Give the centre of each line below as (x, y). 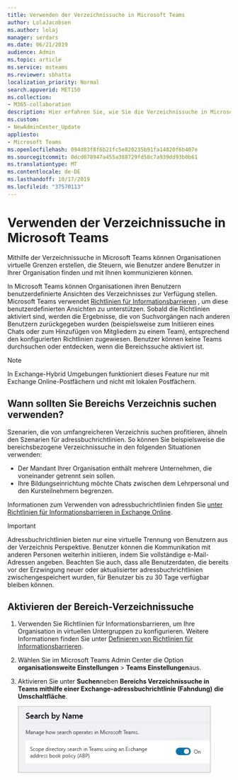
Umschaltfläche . (42, 696)
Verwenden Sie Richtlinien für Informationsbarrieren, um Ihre (106, 624)
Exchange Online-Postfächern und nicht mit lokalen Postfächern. (102, 381)
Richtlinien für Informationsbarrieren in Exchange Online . (90, 512)
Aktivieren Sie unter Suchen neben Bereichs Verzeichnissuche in (113, 682)
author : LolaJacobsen (39, 22)
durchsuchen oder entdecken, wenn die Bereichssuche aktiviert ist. (106, 346)
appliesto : (23, 135)
